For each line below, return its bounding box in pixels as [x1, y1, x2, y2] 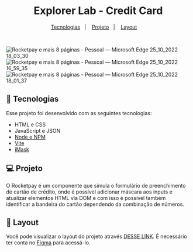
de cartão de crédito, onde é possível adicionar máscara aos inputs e [6, 188, 173, 195]
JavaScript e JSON [14, 127, 61, 134]
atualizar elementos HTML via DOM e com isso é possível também [6, 194, 166, 201]
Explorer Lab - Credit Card [33, 4, 163, 18]
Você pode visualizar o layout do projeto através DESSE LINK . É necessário [6, 233, 187, 240]
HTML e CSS [14, 121, 46, 128]
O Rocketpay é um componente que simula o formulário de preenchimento [6, 182, 186, 189]
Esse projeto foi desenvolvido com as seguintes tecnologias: [6, 109, 152, 116]
